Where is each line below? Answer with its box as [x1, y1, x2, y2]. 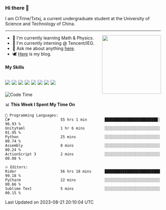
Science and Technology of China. [5, 21, 76, 27]
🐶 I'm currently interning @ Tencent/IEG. [12, 40, 95, 46]
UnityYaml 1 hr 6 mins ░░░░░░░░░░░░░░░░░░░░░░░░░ [5, 126, 161, 131]
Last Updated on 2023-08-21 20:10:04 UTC [5, 199, 94, 205]
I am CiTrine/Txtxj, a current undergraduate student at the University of [5, 16, 150, 22]
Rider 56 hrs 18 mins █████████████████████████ [5, 169, 161, 174]
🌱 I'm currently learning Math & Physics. [12, 35, 94, 41]
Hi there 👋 [5, 4, 30, 11]
